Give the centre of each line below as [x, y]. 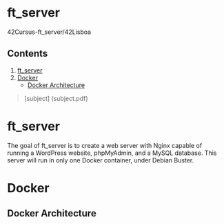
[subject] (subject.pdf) [56, 98]
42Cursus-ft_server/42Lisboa [49, 32]
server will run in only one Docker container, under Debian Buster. [101, 160]
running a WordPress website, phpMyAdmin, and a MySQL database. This [112, 153]
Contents [28, 54]
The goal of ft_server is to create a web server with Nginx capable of [105, 145]
